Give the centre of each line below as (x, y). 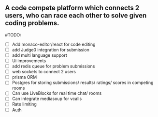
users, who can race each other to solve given (76, 16)
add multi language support (39, 55)
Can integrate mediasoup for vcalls (47, 99)
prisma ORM (24, 77)
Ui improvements (29, 61)
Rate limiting (24, 104)
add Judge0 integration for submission (50, 50)
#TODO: (13, 35)
